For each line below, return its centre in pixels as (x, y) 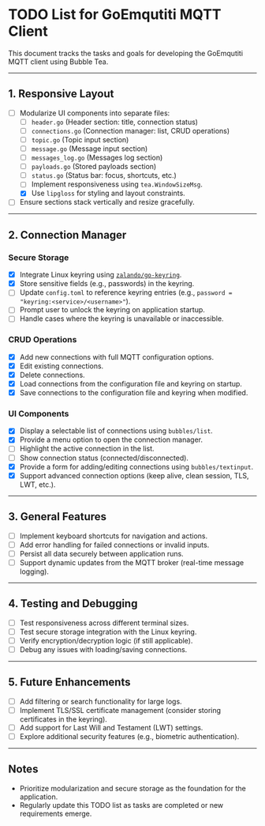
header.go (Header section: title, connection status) (115, 122)
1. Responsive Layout (61, 94)
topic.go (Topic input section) (80, 139)
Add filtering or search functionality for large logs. (101, 701)
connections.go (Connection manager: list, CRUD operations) (131, 130)
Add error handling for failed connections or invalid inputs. (114, 545)
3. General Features (58, 517)
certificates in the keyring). (63, 719)
